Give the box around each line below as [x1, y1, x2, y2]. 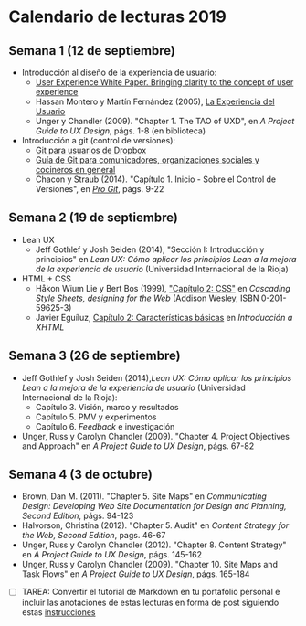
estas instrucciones [21, 606, 96, 618]
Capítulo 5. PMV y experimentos [35, 411, 157, 422]
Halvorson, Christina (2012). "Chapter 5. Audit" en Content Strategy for [21, 520, 290, 531]
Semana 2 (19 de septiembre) [8, 210, 179, 226]
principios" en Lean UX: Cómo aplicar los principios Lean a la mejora [35, 253, 297, 264]
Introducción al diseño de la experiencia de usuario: [21, 67, 217, 78]
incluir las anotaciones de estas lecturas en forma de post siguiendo [21, 597, 280, 608]
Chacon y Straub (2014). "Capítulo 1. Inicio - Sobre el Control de [35, 174, 277, 185]
